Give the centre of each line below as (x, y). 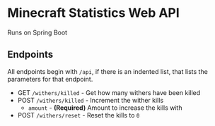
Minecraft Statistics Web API (94, 13)
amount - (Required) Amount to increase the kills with (105, 108)
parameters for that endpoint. (50, 79)
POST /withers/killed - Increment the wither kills (91, 100)
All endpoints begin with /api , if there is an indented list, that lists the (108, 71)
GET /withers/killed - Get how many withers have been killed (109, 92)
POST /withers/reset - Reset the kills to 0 (79, 115)
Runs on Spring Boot (37, 32)
